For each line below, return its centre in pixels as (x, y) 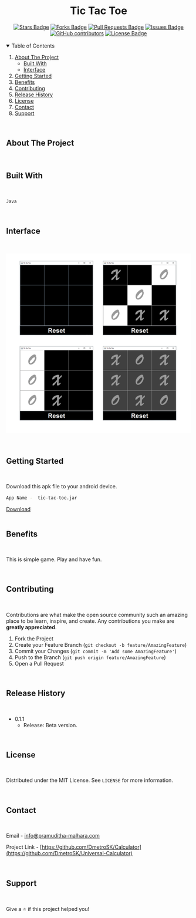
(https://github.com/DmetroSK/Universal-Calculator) (70, 853)
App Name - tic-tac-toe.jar (42, 498)
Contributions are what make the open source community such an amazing (97, 615)
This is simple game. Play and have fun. (54, 559)
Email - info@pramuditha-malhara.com (53, 836)
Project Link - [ (24, 847)
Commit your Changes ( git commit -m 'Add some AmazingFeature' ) (96, 651)
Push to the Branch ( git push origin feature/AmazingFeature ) (90, 657)
